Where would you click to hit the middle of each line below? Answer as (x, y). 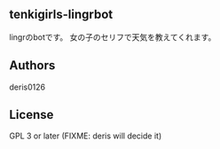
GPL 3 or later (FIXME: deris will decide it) (86, 136)
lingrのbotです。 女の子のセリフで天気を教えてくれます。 (113, 37)
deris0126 (27, 87)
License (31, 115)
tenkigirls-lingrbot (61, 15)
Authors (32, 66)
